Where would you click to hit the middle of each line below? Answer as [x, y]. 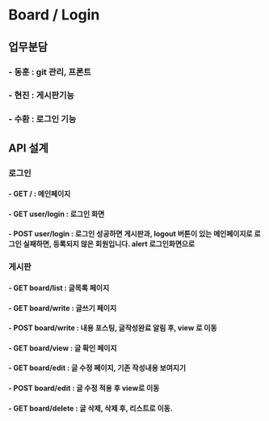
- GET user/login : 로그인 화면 [57, 214]
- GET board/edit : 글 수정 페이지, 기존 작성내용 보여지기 [97, 368]
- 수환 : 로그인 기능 [42, 119]
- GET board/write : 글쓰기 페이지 [63, 308]
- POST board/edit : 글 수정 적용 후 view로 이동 [84, 388]
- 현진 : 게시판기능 [42, 96]
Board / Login [54, 15]
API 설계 [28, 148]
